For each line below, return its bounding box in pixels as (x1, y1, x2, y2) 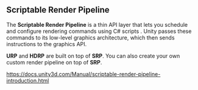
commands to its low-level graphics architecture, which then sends (6, 33, 175, 41)
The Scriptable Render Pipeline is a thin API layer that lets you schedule (6, 21, 188, 28)
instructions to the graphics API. (6, 40, 87, 47)
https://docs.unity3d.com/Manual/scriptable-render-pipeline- (6, 70, 161, 78)
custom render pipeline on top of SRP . (6, 58, 102, 66)
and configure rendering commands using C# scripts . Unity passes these (6, 27, 192, 35)
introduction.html (6, 77, 49, 84)
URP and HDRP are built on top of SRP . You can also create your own (6, 52, 180, 60)
